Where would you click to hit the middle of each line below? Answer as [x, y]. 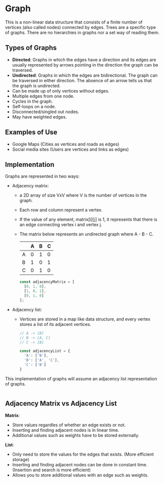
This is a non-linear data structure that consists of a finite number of [74, 22]
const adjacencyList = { [45, 351]
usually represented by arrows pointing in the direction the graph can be [85, 65]
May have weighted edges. [39, 117]
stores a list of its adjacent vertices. [55, 324]
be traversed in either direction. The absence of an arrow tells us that [82, 80]
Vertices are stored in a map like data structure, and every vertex [85, 319]
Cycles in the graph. [32, 101]
